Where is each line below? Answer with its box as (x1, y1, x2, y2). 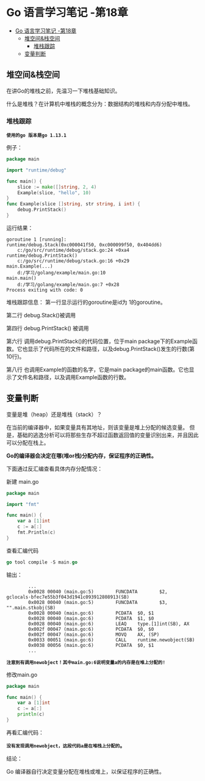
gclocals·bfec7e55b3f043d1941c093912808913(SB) (6, 594, 130, 600)
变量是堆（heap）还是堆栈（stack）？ (6, 410, 103, 418)
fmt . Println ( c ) (17, 529, 56, 536)
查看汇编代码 (6, 546, 38, 554)
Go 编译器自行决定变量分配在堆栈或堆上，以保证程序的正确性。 (6, 768, 165, 775)
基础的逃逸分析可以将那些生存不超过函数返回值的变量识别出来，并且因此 (16, 431, 199, 439)
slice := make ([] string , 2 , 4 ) (17, 184, 97, 190)
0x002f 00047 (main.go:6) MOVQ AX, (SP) (28, 632, 160, 638)
